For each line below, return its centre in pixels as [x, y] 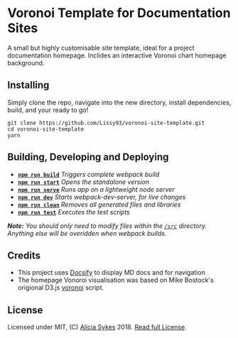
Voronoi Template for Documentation [119, 13]
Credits [24, 255]
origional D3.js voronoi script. [61, 288]
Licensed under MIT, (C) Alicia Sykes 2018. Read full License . [97, 327]
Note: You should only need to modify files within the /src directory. [107, 226]
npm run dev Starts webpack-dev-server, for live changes [102, 197]
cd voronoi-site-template [45, 129]
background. [26, 62]
